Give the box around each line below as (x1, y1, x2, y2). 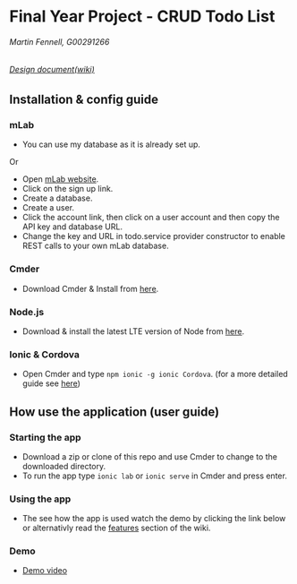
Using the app (9, 493, 72, 505)
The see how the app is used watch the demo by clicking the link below (21, 513, 286, 524)
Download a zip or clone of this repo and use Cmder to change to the (21, 451, 277, 462)
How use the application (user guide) (9, 404, 220, 419)
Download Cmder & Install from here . (21, 283, 159, 294)
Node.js (9, 305, 45, 318)
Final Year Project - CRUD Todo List (9, 6, 276, 27)
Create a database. (21, 193, 93, 203)
